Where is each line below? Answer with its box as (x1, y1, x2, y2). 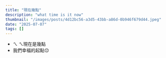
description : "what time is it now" (5, 12, 84, 17)
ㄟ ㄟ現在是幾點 (12, 41, 46, 47)
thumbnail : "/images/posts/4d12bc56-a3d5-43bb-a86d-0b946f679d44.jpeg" (5, 17, 161, 22)
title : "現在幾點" (5, 7, 42, 13)
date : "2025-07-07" (5, 21, 47, 27)
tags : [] (5, 26, 24, 32)
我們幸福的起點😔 (12, 47, 50, 53)
